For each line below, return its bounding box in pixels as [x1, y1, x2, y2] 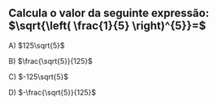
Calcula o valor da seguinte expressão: [8, 6, 210, 20]
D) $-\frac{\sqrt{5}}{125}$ [8, 87, 96, 97]
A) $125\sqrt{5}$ [8, 40, 65, 50]
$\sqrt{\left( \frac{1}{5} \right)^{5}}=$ [8, 19, 206, 33]
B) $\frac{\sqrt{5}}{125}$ [8, 56, 93, 65]
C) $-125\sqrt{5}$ [8, 72, 69, 82]
